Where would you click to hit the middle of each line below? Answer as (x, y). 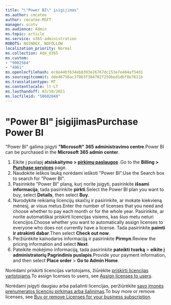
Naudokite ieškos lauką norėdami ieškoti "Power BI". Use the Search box (89, 173)
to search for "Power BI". (39, 178)
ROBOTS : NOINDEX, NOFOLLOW (34, 44)
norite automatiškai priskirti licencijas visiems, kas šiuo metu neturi (83, 217)
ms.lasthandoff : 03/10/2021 (35, 91)
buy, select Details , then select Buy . (51, 195)
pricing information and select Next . (51, 244)
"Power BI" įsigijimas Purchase (72, 122)
